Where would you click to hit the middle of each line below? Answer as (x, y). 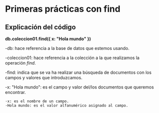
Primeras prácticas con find (63, 9)
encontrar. (15, 92)
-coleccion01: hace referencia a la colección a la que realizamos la (72, 58)
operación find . (20, 63)
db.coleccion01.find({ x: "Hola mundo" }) (48, 39)
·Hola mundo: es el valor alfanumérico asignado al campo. (67, 106)
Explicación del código (40, 27)
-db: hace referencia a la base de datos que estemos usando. (67, 48)
